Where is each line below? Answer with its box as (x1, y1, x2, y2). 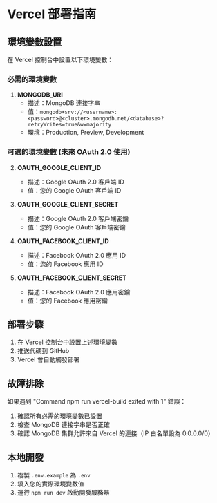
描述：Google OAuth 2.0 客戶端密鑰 (27, 214, 129, 222)
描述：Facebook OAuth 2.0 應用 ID (27, 251, 126, 259)
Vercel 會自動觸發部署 (17, 355, 80, 363)
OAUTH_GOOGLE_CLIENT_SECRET (17, 200, 119, 208)
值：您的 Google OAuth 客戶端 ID (27, 186, 122, 194)
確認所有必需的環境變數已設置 (17, 412, 102, 420)
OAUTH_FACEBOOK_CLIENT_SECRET (17, 274, 126, 282)
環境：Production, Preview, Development (27, 129, 144, 137)
